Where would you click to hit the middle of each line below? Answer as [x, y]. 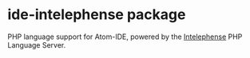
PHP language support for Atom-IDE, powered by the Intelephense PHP [125, 37]
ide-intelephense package [97, 15]
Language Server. [37, 44]
